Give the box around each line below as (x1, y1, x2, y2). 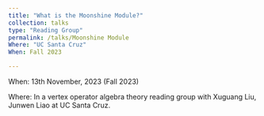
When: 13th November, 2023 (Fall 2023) (8, 77, 140, 86)
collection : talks (8, 19, 69, 27)
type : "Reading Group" (8, 26, 83, 34)
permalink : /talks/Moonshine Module (8, 33, 129, 42)
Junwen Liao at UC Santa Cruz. (8, 100, 111, 110)
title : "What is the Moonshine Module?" (8, 11, 144, 20)
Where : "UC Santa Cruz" (8, 41, 87, 49)
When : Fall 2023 (8, 48, 62, 56)
